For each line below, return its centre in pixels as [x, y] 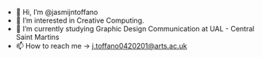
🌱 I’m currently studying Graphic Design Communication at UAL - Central [135, 29]
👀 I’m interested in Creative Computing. [80, 20]
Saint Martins [37, 37]
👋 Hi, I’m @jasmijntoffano [57, 12]
